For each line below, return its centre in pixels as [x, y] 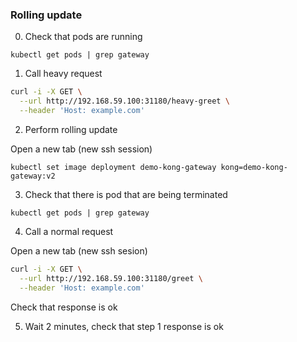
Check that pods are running [83, 37]
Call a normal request [69, 231]
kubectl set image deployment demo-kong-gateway [113, 167]
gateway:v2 [33, 176]
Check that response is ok [64, 307]
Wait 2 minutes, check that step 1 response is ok [124, 326]
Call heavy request [63, 74]
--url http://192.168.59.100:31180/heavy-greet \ [124, 101]
